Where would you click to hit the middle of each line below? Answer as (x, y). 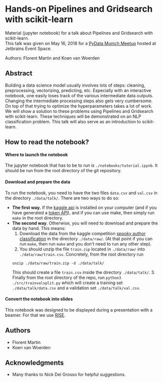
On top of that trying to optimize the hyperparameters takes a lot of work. (79, 106)
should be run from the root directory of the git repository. (63, 171)
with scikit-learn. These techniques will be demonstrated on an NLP (73, 116)
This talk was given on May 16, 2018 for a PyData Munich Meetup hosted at (81, 43)
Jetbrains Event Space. (29, 48)
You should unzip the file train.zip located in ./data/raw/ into (82, 249)
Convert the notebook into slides (39, 299)
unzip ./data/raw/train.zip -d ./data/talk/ (58, 263)
